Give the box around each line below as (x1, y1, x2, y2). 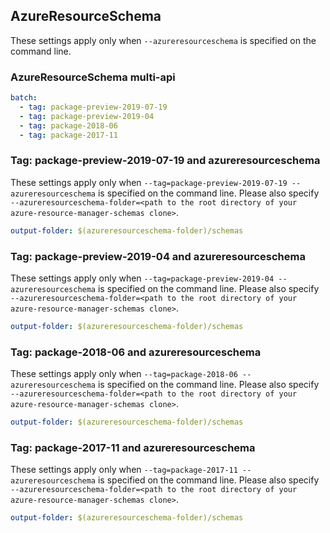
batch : (10, 93, 38, 103)
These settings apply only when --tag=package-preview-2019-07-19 (10, 176, 288, 188)
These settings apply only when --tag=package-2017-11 (10, 464, 238, 476)
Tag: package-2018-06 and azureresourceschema (10, 345, 262, 359)
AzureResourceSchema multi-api (10, 70, 176, 84)
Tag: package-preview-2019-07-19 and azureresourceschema (10, 154, 321, 168)
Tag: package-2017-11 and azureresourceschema (10, 440, 256, 454)
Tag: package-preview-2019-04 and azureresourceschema (10, 249, 306, 263)
